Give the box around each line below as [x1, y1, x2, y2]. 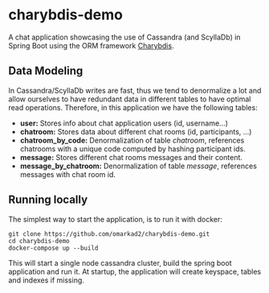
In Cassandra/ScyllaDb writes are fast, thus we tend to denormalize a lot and [8, 85, 262, 95]
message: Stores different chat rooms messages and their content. [19, 152, 243, 162]
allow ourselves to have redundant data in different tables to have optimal [8, 94, 251, 104]
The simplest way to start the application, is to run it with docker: [8, 214, 223, 224]
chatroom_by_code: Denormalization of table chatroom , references [19, 135, 245, 145]
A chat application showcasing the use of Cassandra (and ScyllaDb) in [8, 32, 241, 42]
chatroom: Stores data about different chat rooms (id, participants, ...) [19, 126, 252, 136]
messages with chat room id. [19, 169, 116, 179]
